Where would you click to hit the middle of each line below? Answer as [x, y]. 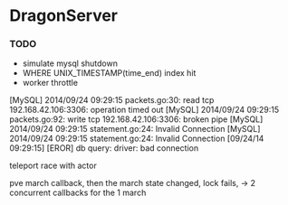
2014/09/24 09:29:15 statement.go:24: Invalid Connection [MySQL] [135, 129]
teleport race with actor [53, 166]
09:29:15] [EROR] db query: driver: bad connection [104, 148]
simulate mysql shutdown [70, 63]
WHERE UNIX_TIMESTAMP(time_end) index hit [109, 73]
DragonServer [64, 16]
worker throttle [50, 83]
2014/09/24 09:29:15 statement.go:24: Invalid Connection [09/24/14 [137, 139]
